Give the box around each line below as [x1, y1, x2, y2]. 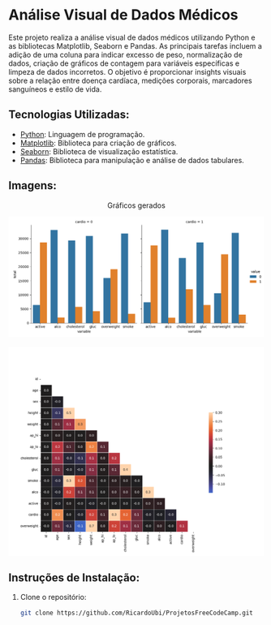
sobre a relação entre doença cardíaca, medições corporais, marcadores [8, 75, 253, 85]
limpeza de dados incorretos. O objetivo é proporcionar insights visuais [8, 67, 247, 76]
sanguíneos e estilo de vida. [8, 84, 102, 94]
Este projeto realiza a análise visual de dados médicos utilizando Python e [8, 32, 256, 42]
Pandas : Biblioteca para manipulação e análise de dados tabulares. [19, 155, 245, 165]
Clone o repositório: [19, 593, 87, 602]
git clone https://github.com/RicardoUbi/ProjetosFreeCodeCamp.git [19, 609, 253, 618]
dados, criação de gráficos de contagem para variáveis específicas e [8, 58, 240, 68]
